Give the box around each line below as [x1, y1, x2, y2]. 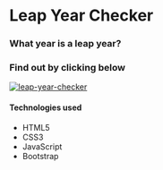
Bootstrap [21, 150, 59, 161]
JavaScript [21, 140, 63, 152]
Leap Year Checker [9, 5, 154, 26]
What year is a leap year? [9, 38, 122, 50]
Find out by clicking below [9, 62, 125, 74]
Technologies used [9, 102, 82, 113]
